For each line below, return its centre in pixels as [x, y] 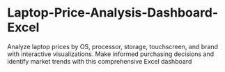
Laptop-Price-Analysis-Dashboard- [113, 13]
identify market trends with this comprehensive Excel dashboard [100, 61]
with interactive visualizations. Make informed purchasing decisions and [111, 54]
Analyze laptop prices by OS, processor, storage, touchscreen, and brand [113, 46]
